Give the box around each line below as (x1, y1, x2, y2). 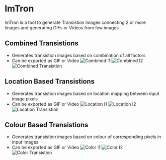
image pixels (11, 95, 38, 102)
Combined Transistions (4, 39, 79, 48)
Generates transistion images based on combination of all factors (11, 52, 146, 58)
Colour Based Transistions (4, 120, 88, 129)
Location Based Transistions (4, 78, 95, 86)
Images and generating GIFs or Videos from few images (4, 24, 119, 30)
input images (11, 139, 39, 145)
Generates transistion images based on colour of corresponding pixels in (11, 134, 161, 140)
